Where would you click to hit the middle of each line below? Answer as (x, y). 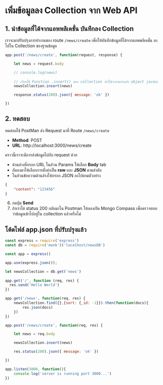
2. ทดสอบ (17, 119)
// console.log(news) (35, 72)
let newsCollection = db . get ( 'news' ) (43, 271)
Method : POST (27, 140)
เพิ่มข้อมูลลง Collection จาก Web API (71, 10)
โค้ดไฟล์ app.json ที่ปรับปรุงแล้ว (46, 229)
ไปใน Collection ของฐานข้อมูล (31, 46)
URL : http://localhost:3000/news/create (52, 145)
